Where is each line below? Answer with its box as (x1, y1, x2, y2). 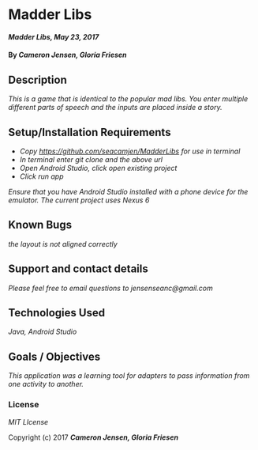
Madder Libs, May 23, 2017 (8, 32, 99, 41)
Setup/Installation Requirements (8, 125, 171, 139)
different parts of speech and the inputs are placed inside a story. (8, 103, 222, 112)
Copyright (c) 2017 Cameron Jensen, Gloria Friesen (8, 433, 179, 442)
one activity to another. (8, 380, 84, 389)
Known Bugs (8, 218, 73, 232)
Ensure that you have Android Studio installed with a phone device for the (8, 187, 249, 196)
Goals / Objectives (8, 350, 101, 363)
